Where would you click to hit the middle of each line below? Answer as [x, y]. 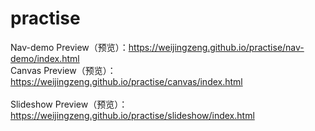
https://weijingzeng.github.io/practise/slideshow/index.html [132, 115]
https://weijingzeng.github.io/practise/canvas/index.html [126, 81]
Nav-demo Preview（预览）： [69, 47]
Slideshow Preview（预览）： [69, 104]
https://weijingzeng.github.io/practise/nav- [216, 47]
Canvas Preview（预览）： [63, 70]
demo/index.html [45, 58]
